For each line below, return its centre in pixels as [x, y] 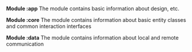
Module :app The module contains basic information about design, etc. [93, 9]
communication [25, 44]
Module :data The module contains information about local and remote [92, 38]
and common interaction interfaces [49, 26]
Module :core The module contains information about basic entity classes [96, 20]
